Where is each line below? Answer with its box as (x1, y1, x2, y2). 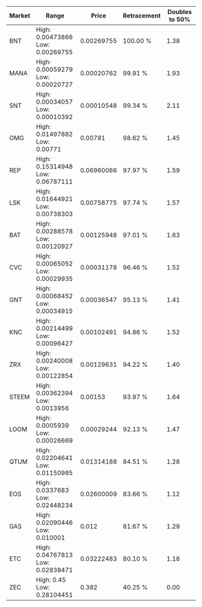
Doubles (167, 8, 192, 16)
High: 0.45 (35, 576, 66, 584)
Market (9, 11, 31, 20)
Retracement (123, 11, 161, 20)
